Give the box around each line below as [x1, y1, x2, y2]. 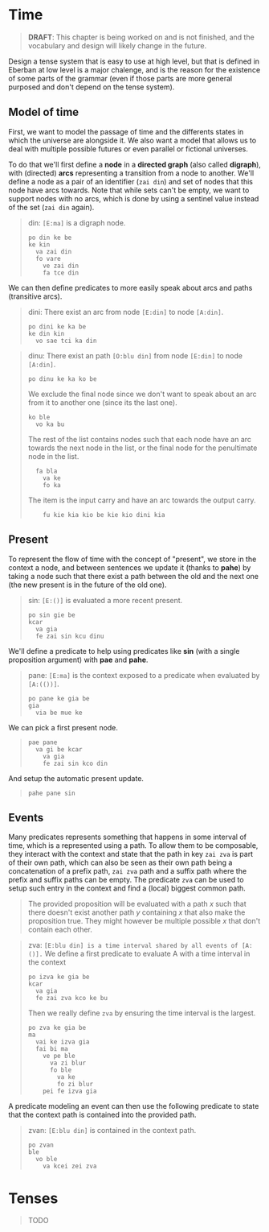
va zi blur [49, 1059, 87, 1068]
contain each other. [27, 924, 92, 935]
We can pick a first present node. [8, 722, 119, 732]
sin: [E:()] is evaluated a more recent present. [27, 595, 183, 605]
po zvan [27, 1141, 54, 1149]
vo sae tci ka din [35, 337, 97, 345]
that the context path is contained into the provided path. [8, 1110, 197, 1120]
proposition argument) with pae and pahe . [8, 655, 149, 664]
